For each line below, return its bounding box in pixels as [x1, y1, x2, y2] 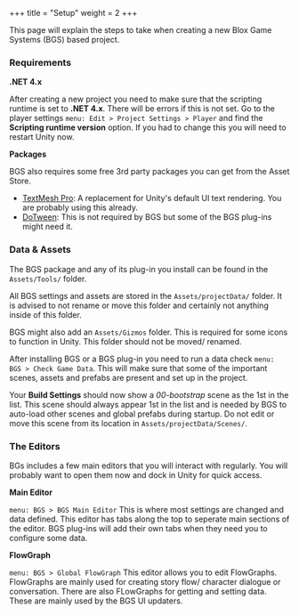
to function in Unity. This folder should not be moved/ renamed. [9, 336, 242, 346]
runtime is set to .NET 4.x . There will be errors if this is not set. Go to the [9, 103, 276, 114]
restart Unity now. [9, 132, 75, 142]
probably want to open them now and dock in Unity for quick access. [9, 469, 263, 480]
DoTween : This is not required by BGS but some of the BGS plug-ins [21, 212, 272, 223]
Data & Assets [9, 244, 71, 256]
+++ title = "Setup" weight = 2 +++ [9, 8, 138, 18]
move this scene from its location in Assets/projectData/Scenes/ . [9, 417, 247, 428]
